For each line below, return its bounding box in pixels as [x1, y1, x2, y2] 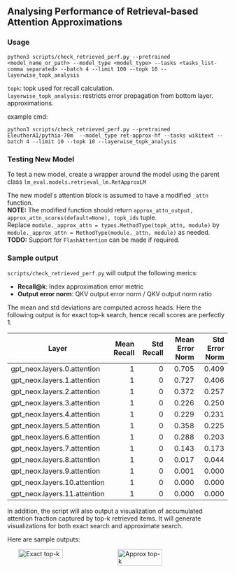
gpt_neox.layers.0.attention [10, 364, 101, 374]
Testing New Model [7, 154, 75, 164]
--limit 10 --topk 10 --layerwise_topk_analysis [32, 138, 177, 145]
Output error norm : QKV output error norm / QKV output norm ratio [17, 290, 212, 298]
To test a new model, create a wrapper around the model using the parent [7, 170, 220, 178]
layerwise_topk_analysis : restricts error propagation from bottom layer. [7, 91, 213, 100]
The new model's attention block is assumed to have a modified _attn [7, 191, 208, 199]
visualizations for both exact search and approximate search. [7, 522, 183, 530]
